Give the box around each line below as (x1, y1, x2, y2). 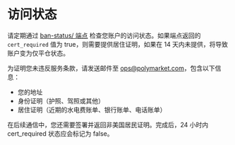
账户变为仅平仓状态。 (7, 49, 69, 57)
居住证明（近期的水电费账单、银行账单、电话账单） (17, 105, 167, 114)
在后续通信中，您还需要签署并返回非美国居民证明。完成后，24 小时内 (7, 120, 209, 129)
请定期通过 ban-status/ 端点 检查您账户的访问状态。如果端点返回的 (7, 31, 201, 40)
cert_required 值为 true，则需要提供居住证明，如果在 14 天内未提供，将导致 (7, 40, 228, 48)
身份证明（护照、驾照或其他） (17, 96, 104, 105)
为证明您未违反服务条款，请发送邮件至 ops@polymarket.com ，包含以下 (7, 64, 215, 72)
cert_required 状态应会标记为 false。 (7, 129, 114, 138)
